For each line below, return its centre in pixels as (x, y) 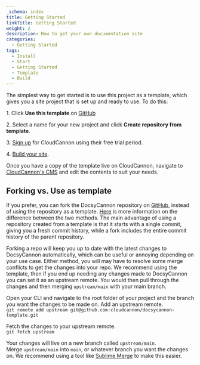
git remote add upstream (37, 310)
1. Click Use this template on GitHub (51, 113)
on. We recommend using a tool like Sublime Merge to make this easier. (94, 355)
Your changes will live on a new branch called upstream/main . (81, 343)
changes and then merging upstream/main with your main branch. (86, 286)
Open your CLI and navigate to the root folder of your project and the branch (100, 298)
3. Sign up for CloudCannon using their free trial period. (75, 143)
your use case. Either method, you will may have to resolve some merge (95, 261)
